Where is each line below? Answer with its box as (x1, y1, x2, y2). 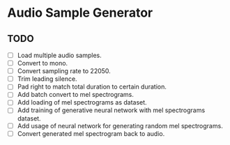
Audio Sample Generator (7, 5, 153, 21)
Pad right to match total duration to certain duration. (17, 82, 167, 91)
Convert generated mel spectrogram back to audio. (17, 129, 165, 137)
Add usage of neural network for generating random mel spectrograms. (17, 121, 223, 130)
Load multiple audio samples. (17, 51, 102, 59)
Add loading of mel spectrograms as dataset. (17, 98, 148, 107)
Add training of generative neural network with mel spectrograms (17, 106, 206, 114)
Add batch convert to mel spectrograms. (17, 91, 135, 99)
